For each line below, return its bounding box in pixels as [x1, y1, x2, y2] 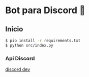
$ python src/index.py [5, 43, 53, 48]
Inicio [5, 25, 23, 33]
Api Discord [5, 55, 35, 62]
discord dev [5, 66, 31, 72]
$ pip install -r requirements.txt [5, 38, 81, 43]
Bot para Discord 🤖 [5, 5, 85, 16]
